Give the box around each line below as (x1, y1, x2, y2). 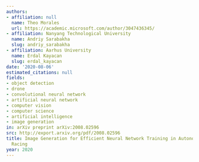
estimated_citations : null (6, 69, 73, 75)
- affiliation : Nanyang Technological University (6, 31, 131, 37)
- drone (6, 86, 25, 92)
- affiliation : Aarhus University (6, 47, 92, 53)
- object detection (6, 81, 54, 87)
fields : (6, 75, 25, 81)
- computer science (6, 108, 54, 114)
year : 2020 (6, 147, 33, 153)
